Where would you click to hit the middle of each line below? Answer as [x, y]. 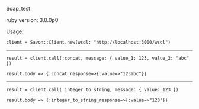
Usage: [15, 31]
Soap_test [18, 9]
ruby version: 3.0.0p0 [32, 20]
